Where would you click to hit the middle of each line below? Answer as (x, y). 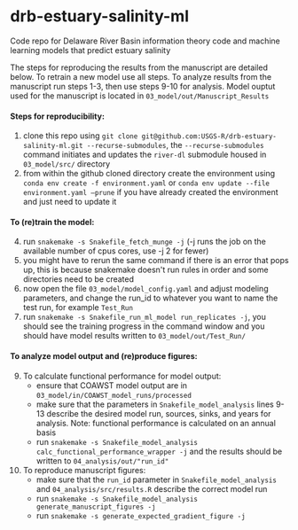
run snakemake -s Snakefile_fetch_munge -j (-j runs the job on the (145, 242)
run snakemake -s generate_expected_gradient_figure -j (141, 515)
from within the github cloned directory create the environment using (149, 174)
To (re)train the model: (52, 222)
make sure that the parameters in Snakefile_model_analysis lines (155, 404)
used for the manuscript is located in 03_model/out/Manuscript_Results (140, 96)
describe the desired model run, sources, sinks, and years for (159, 413)
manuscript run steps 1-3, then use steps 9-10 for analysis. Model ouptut (143, 86)
